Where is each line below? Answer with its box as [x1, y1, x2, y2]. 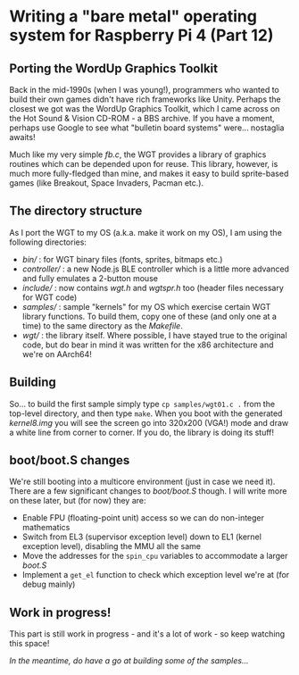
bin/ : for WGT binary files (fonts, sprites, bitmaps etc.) [21, 254, 223, 264]
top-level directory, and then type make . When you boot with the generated [9, 408, 283, 419]
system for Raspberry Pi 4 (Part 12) [9, 25, 274, 46]
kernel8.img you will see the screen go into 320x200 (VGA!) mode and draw [9, 417, 288, 428]
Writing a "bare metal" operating [9, 6, 257, 27]
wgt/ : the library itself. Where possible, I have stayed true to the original [21, 329, 287, 340]
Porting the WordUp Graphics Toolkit [9, 61, 219, 76]
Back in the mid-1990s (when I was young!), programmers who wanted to [9, 85, 279, 95]
